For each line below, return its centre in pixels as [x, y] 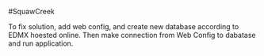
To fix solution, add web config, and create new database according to [124, 26]
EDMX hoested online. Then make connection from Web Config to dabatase [132, 35]
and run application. [41, 43]
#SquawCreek [32, 11]
